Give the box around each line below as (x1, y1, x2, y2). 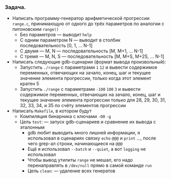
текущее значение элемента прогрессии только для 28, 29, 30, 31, (19, 97, 166, 103)
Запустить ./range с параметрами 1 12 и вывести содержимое (19, 64, 158, 70)
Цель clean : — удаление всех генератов (27, 168, 116, 174)
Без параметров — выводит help (19, 32, 92, 38)
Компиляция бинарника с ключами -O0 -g (19, 113, 111, 120)
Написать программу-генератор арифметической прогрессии (12, 15, 149, 22)
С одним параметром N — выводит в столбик (19, 37, 121, 43)
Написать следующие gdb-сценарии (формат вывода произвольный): (12, 59, 166, 65)
